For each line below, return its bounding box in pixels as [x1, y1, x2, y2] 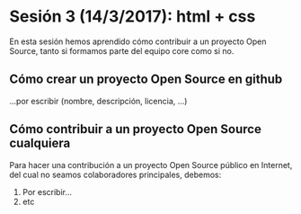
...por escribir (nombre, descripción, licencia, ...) [9, 95, 188, 106]
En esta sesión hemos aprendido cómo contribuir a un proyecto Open [9, 36, 267, 47]
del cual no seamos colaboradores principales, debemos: [9, 169, 222, 180]
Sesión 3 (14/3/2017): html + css [9, 6, 256, 27]
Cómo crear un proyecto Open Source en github [9, 72, 283, 87]
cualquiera [9, 136, 71, 151]
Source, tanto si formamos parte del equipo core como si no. [9, 45, 235, 56]
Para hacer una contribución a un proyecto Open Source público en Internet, [9, 159, 293, 170]
